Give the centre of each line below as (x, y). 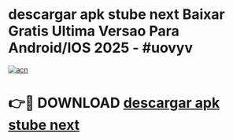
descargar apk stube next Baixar (117, 15)
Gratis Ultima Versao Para (94, 31)
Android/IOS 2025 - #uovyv (101, 48)
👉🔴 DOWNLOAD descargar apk (114, 103)
